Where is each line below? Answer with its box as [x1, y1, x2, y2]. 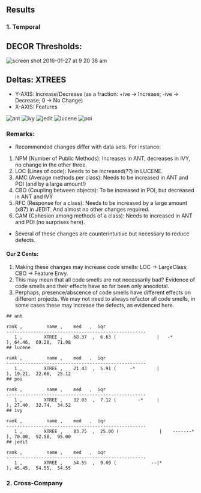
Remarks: [6, 129, 35, 138]
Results [6, 5, 35, 15]
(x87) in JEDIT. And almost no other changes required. [14, 206, 150, 213]
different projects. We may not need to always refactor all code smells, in [14, 295, 196, 303]
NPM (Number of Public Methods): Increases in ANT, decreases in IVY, [14, 155, 191, 162]
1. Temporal [6, 23, 41, 31]
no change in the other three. [14, 161, 87, 168]
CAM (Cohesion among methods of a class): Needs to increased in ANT [14, 212, 193, 219]
